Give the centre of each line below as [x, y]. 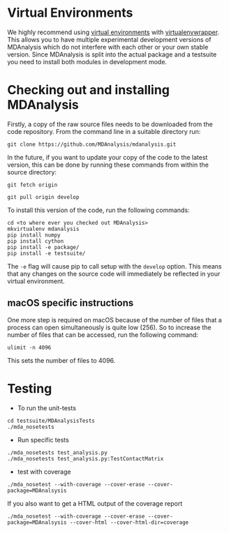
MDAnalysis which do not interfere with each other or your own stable [108, 47]
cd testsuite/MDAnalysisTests [51, 421]
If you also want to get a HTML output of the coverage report [95, 503]
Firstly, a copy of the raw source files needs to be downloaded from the [110, 124]
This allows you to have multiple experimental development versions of [109, 39]
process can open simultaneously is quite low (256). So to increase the [109, 327]
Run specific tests [43, 440]
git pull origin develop [43, 197]
